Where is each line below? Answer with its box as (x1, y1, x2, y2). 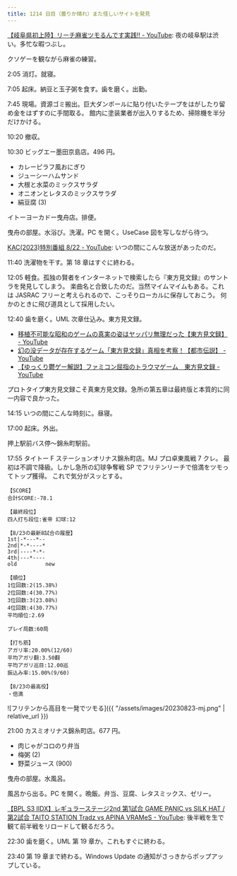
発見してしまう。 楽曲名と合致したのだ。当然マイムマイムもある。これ (19, 282, 224, 290)
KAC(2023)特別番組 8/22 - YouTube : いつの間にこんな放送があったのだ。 (7, 243, 220, 251)
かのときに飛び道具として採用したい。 (7, 299, 119, 308)
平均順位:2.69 (7, 611, 44, 619)
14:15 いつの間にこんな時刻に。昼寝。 (7, 408, 116, 417)
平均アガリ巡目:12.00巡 (7, 662, 69, 669)
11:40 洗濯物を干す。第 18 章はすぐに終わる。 (7, 258, 139, 266)
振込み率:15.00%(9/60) (7, 669, 70, 676)
